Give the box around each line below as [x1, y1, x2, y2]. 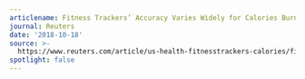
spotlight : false [9, 55, 75, 64]
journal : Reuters [9, 22, 75, 31]
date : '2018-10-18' [9, 30, 84, 39]
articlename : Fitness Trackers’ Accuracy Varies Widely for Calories [9, 13, 279, 23]
